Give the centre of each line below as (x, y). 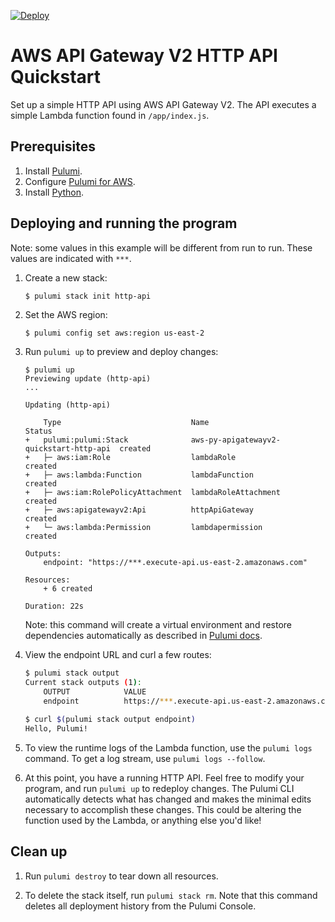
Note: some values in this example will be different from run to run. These (161, 247)
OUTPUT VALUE (95, 692)
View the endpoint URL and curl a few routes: (118, 655)
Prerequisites (53, 146)
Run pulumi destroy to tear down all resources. (121, 876)
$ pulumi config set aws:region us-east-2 (114, 333)
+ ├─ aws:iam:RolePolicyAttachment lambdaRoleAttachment (152, 493)
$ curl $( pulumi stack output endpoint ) (110, 719)
